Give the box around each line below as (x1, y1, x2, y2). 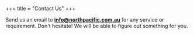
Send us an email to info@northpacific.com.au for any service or (5, 16, 164, 23)
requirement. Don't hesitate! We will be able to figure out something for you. (5, 23, 188, 29)
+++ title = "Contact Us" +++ (5, 5, 76, 12)
